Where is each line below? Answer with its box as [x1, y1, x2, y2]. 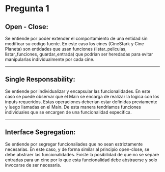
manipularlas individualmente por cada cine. [5, 57, 95, 62]
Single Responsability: [5, 75, 76, 84]
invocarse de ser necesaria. [5, 162, 61, 168]
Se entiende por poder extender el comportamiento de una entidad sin [5, 35, 148, 41]
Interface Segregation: [5, 128, 76, 137]
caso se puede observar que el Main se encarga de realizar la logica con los [5, 93, 160, 99]
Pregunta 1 [5, 3, 50, 14]
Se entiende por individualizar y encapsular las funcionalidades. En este [5, 88, 151, 94]
